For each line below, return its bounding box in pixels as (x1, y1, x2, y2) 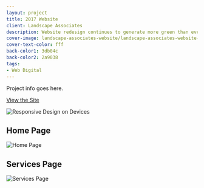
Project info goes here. (6, 85, 64, 92)
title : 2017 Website (6, 16, 59, 22)
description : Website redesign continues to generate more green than (6, 29, 189, 35)
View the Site (6, 96, 39, 103)
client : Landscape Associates (6, 22, 83, 28)
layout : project (6, 10, 47, 16)
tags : (6, 60, 20, 66)
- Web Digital (6, 67, 42, 73)
